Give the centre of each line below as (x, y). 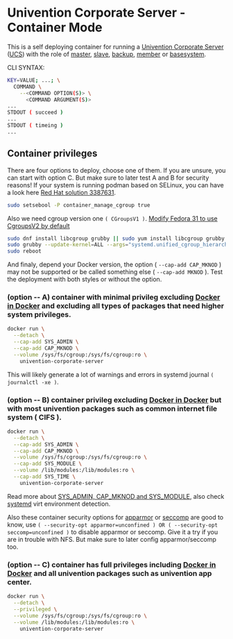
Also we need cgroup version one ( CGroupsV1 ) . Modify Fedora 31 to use (113, 218)
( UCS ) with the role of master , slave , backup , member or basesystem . (107, 54)
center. (20, 582)
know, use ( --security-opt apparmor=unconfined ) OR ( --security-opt (113, 525)
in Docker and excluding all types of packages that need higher (115, 306)
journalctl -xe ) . (33, 382)
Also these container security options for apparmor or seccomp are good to (115, 517)
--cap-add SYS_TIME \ (45, 477)
